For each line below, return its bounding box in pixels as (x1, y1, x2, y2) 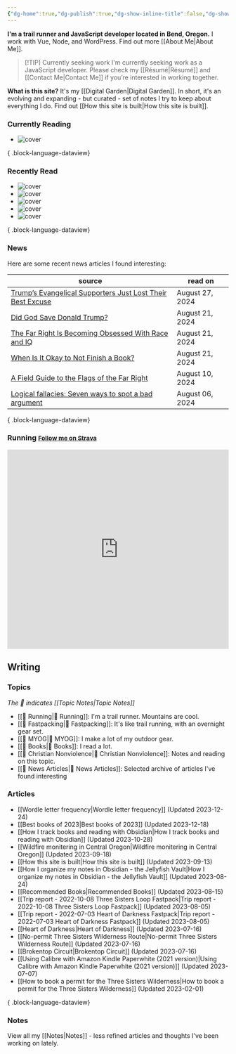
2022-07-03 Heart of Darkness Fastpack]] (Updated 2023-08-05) (17, 917, 210, 925)
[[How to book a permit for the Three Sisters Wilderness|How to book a (17, 977, 225, 985)
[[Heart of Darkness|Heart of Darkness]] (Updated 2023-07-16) (17, 925, 202, 933)
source (78, 275, 103, 285)
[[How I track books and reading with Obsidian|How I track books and (17, 827, 220, 836)
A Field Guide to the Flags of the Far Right (11, 373, 148, 383)
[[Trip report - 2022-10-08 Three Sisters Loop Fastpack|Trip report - (17, 894, 216, 903)
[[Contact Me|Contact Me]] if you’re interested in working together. (24, 73, 219, 82)
